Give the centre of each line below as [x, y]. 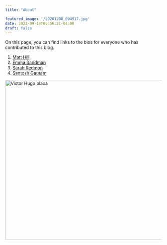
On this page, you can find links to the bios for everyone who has [72, 42]
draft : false [19, 28]
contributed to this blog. [30, 47]
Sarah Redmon [28, 68]
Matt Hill [21, 57]
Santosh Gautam [29, 73]
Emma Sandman [29, 62]
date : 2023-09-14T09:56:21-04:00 [40, 23]
